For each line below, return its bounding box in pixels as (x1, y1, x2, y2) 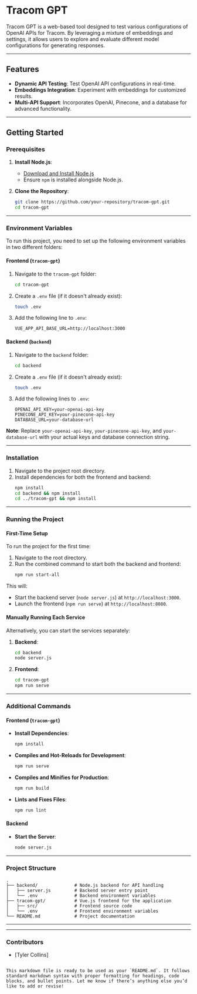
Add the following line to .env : (14, 314, 87, 322)
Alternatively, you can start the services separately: (6, 627, 131, 634)
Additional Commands (6, 702, 72, 710)
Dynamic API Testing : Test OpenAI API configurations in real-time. (14, 80, 176, 87)
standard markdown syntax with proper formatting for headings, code (6, 973, 180, 979)
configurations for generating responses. (6, 42, 106, 49)
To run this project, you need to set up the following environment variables (6, 237, 186, 244)
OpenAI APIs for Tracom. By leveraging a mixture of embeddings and (6, 29, 173, 36)
